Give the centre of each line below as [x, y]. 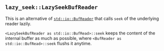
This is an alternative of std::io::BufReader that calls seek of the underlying [82, 18]
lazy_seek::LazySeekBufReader [51, 8]
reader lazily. [18, 23]
